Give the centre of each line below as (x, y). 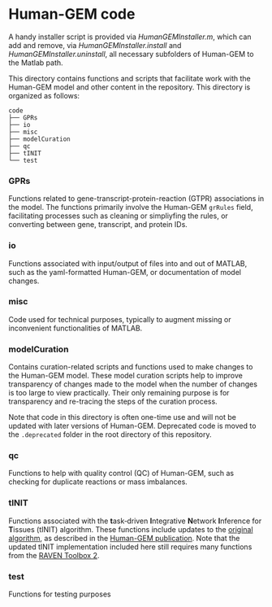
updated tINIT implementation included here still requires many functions (130, 547)
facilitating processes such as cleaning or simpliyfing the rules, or (119, 216)
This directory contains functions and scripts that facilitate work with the (130, 78)
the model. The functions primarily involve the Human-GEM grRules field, (131, 207)
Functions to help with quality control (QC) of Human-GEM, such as (121, 474)
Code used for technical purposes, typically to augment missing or (120, 319)
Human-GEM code (72, 14)
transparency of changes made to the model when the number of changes (133, 384)
